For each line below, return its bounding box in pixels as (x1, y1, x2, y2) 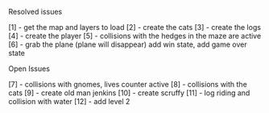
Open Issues (8, 64, 51, 73)
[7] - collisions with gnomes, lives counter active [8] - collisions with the (8, 80, 247, 89)
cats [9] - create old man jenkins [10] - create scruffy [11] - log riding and (8, 88, 250, 98)
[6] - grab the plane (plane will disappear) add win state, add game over (8, 40, 247, 49)
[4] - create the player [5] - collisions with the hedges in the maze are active (8, 31, 262, 40)
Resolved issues (8, 7, 63, 16)
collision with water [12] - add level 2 (8, 97, 130, 106)
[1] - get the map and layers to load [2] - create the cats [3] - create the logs (8, 23, 262, 31)
